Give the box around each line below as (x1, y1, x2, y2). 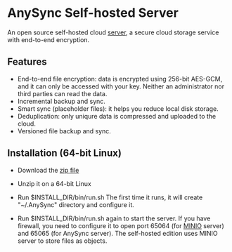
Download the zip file (17, 166, 79, 174)
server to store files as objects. (17, 237, 108, 245)
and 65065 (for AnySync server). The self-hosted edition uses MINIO (17, 229, 218, 237)
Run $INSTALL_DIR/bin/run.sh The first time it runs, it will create (17, 193, 203, 201)
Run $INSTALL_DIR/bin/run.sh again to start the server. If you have (17, 214, 211, 223)
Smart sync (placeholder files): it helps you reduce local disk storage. (17, 104, 219, 113)
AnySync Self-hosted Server (7, 5, 179, 21)
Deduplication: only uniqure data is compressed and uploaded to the (17, 112, 217, 120)
